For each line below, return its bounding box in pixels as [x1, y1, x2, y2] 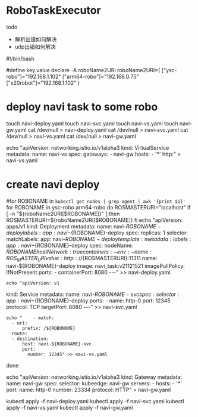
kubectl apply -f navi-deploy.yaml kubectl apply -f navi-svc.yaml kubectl [6, 397, 184, 404]
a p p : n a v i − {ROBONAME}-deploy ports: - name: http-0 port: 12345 [6, 296, 171, 304]
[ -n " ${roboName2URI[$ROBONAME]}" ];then [6, 210, 120, 217]
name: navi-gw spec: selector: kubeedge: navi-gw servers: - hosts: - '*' [6, 379, 183, 387]
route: [11, 330, 28, 336]
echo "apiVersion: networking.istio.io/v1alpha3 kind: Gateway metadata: [6, 373, 183, 381]
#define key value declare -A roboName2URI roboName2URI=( [6, 66, 161, 73]
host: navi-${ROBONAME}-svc [21, 341, 92, 347]
